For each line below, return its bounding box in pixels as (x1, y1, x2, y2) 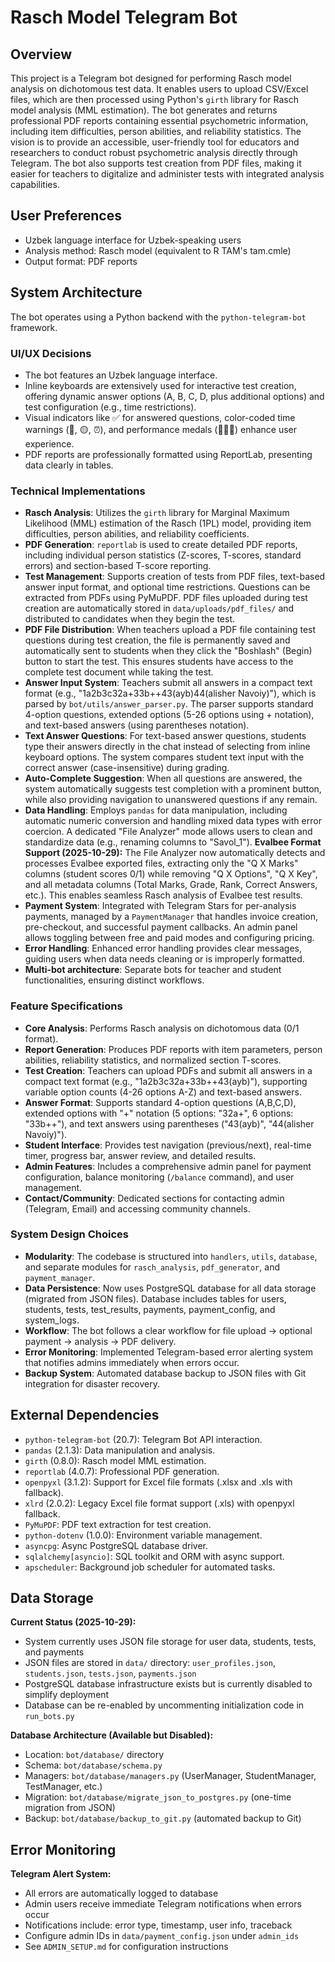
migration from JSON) (24, 1802, 116, 1814)
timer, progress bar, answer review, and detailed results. (24, 1149, 257, 1161)
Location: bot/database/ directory (24, 1749, 165, 1761)
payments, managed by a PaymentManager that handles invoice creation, (24, 911, 319, 923)
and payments (24, 1646, 85, 1658)
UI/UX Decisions (10, 346, 92, 360)
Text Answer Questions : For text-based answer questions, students (24, 730, 307, 742)
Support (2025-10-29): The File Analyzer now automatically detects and (24, 847, 326, 859)
